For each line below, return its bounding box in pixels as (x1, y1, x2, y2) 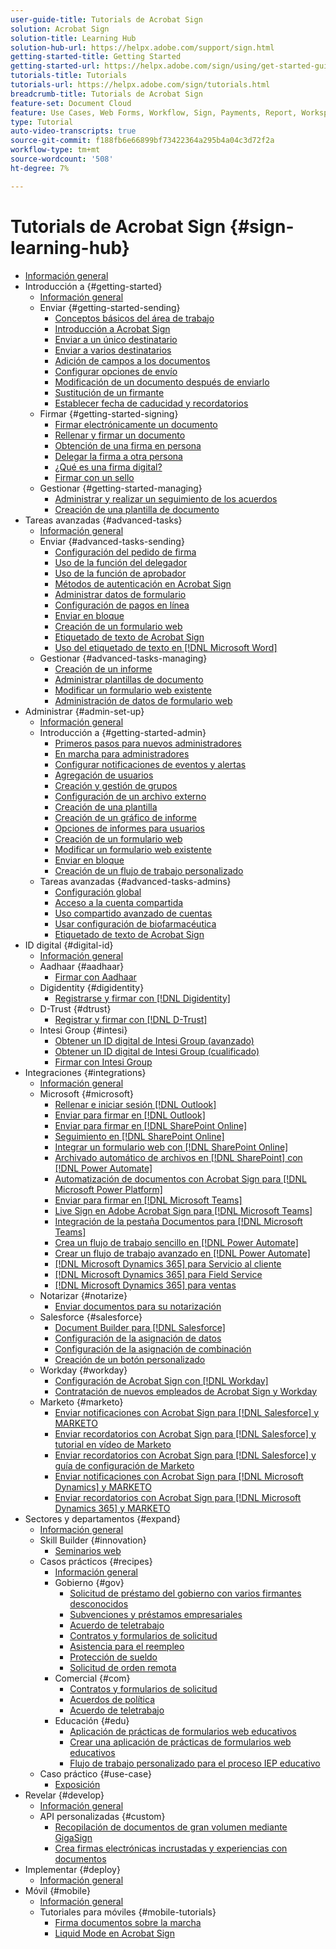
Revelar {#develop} (24, 1789, 105, 1801)
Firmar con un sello (54, 471, 135, 483)
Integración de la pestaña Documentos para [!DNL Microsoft (54, 1215, 303, 1227)
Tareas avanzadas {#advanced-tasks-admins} (39, 875, 232, 887)
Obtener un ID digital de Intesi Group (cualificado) (54, 1045, 260, 1057)
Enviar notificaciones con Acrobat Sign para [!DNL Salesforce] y (54, 1406, 320, 1418)
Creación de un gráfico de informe (54, 811, 198, 823)
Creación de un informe (54, 662, 153, 675)
